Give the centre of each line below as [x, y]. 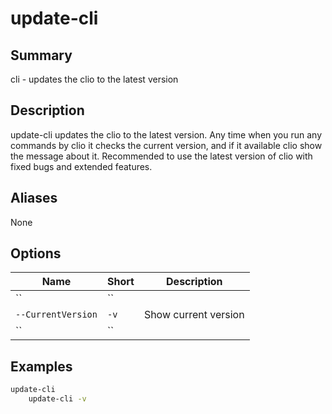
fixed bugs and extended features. [81, 166]
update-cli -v [57, 399]
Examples [41, 366]
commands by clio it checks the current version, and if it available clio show [166, 145]
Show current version [194, 315]
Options [36, 253]
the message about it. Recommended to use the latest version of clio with [161, 156]
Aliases [34, 198]
